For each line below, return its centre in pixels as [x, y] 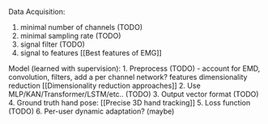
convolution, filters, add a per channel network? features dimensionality [128, 77]
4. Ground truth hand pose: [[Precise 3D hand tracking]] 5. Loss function [130, 103]
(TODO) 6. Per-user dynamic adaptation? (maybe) [91, 111]
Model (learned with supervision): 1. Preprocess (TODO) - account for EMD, [134, 68]
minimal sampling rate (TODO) [70, 36]
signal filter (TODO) [52, 44]
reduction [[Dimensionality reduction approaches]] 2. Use [104, 85]
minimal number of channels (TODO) [81, 27]
